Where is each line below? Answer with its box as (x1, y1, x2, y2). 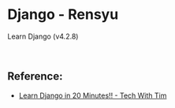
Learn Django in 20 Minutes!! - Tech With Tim (18, 91, 167, 100)
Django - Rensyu (7, 6, 119, 24)
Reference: (7, 69, 63, 84)
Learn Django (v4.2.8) (7, 32, 79, 41)
